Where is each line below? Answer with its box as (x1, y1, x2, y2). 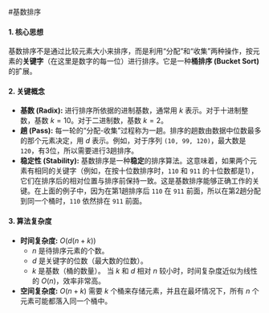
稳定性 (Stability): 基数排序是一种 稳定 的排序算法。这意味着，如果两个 (19, 156, 251, 166)
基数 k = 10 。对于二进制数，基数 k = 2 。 (34, 116, 169, 126)
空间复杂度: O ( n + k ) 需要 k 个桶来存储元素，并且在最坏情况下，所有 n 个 (19, 286, 259, 295)
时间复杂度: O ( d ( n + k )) (19, 236, 96, 245)
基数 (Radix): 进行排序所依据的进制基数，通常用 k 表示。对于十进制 (19, 105, 242, 115)
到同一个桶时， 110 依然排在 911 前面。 (19, 196, 147, 206)
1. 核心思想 (8, 27, 44, 36)
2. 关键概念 (8, 86, 46, 96)
